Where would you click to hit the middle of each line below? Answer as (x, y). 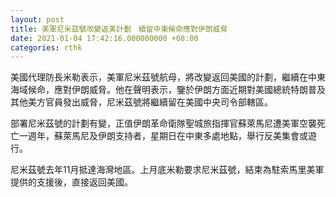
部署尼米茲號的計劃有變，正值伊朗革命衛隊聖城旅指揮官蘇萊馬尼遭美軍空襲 (163, 123)
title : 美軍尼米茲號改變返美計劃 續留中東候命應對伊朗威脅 (119, 29)
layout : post (37, 19)
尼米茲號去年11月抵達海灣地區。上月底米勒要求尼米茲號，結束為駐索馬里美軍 (167, 170)
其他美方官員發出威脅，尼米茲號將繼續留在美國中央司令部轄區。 (141, 102)
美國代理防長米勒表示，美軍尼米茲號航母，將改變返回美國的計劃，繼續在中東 (168, 77)
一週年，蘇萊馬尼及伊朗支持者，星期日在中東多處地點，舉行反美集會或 (163, 136)
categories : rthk (46, 47)
